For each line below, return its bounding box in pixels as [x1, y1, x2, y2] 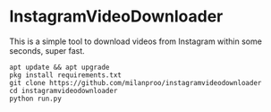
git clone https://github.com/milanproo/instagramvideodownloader [9, 78, 262, 87]
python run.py [9, 94, 63, 103]
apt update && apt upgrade [9, 63, 110, 72]
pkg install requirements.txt [9, 70, 123, 80]
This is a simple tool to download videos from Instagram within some [9, 36, 262, 47]
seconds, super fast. [9, 45, 85, 56]
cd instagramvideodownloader [9, 86, 118, 95]
